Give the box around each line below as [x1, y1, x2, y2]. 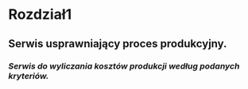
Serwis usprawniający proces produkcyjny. [8, 37, 227, 50]
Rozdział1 [8, 6, 72, 24]
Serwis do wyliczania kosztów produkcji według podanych [8, 61, 240, 72]
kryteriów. [8, 70, 49, 81]
